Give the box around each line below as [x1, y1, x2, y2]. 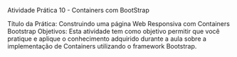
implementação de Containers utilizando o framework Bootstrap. [7, 42, 197, 50]
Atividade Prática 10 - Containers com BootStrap [7, 6, 149, 14]
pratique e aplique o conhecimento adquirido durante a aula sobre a [7, 34, 206, 43]
